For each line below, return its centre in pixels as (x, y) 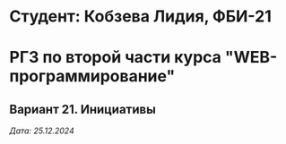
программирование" (92, 76)
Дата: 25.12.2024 (42, 131)
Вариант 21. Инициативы (83, 109)
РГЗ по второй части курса (116, 58)
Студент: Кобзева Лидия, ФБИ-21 (140, 17)
